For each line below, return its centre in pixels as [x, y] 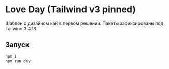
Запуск [17, 45]
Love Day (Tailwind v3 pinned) [71, 9]
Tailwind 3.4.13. [21, 28]
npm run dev [18, 61]
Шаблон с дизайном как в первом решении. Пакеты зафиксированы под [84, 23]
